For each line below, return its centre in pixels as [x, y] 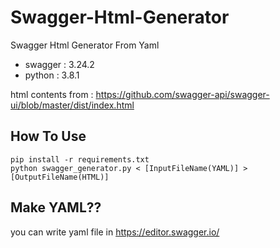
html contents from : [52, 94]
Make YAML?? [56, 207]
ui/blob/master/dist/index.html [72, 105]
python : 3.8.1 [52, 75]
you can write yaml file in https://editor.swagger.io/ [115, 232]
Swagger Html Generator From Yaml [85, 45]
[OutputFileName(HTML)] [60, 177]
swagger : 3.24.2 [59, 64]
